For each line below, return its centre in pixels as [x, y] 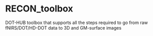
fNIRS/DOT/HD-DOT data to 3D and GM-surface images [63, 27]
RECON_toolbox [39, 9]
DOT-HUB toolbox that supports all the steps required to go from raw [76, 22]
